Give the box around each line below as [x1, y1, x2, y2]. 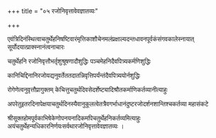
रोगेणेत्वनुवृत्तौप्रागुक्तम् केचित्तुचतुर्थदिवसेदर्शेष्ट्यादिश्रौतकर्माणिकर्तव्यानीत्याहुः [7, 85, 168, 94]
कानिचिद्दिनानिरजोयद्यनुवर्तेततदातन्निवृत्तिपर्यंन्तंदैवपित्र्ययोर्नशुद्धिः [7, 71, 141, 80]
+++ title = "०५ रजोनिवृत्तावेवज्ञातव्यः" [7, 7, 98, 15]
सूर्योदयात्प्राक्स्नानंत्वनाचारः [7, 43, 65, 51]
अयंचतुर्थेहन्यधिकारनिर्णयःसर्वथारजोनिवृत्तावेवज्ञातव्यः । [7, 122, 124, 130]
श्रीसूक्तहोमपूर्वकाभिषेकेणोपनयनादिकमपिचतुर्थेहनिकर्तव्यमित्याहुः [7, 114, 141, 122]
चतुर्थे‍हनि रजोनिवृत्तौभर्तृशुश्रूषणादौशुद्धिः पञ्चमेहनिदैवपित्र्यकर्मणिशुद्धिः [7, 57, 151, 65]
